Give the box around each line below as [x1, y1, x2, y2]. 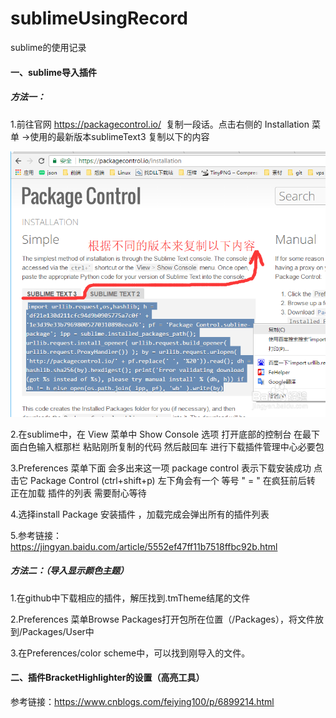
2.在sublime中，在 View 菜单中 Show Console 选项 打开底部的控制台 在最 [10, 428, 312, 440]
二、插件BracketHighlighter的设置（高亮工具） [10, 672, 205, 684]
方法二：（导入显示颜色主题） [10, 565, 129, 577]
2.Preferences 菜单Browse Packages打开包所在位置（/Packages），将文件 [10, 613, 315, 625]
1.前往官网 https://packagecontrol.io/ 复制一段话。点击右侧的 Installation [10, 118, 310, 130]
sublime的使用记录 [10, 41, 87, 53]
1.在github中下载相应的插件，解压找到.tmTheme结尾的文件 [10, 592, 251, 604]
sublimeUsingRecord [10, 7, 188, 30]
